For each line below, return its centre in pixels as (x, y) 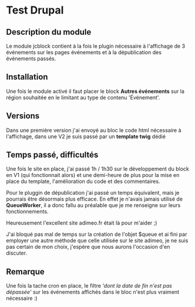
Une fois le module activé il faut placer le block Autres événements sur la (95, 91)
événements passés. (31, 59)
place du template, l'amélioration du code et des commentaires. (83, 181)
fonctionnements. (27, 212)
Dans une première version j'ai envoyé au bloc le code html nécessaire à (94, 130)
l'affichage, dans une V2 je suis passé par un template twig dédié (86, 136)
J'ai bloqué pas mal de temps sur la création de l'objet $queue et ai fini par (97, 234)
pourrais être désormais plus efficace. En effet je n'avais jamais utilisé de (95, 199)
